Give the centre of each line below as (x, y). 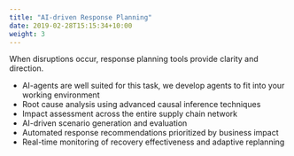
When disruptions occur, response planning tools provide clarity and (134, 59)
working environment (61, 95)
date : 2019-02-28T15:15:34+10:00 (71, 26)
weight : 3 (27, 34)
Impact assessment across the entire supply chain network (130, 114)
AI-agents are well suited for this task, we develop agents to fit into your (153, 86)
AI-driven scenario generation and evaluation (104, 123)
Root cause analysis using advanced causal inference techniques (141, 105)
